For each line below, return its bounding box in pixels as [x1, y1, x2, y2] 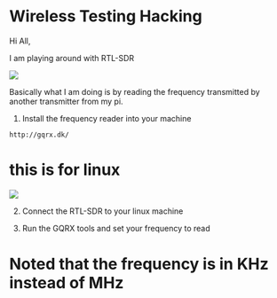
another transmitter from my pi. [9, 96, 123, 106]
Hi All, [9, 35, 31, 46]
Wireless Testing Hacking [9, 6, 202, 27]
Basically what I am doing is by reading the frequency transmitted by [9, 86, 260, 97]
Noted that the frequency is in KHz [9, 255, 269, 274]
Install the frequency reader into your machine [21, 113, 192, 123]
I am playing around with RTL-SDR [9, 52, 135, 63]
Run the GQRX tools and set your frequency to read [21, 223, 210, 233]
